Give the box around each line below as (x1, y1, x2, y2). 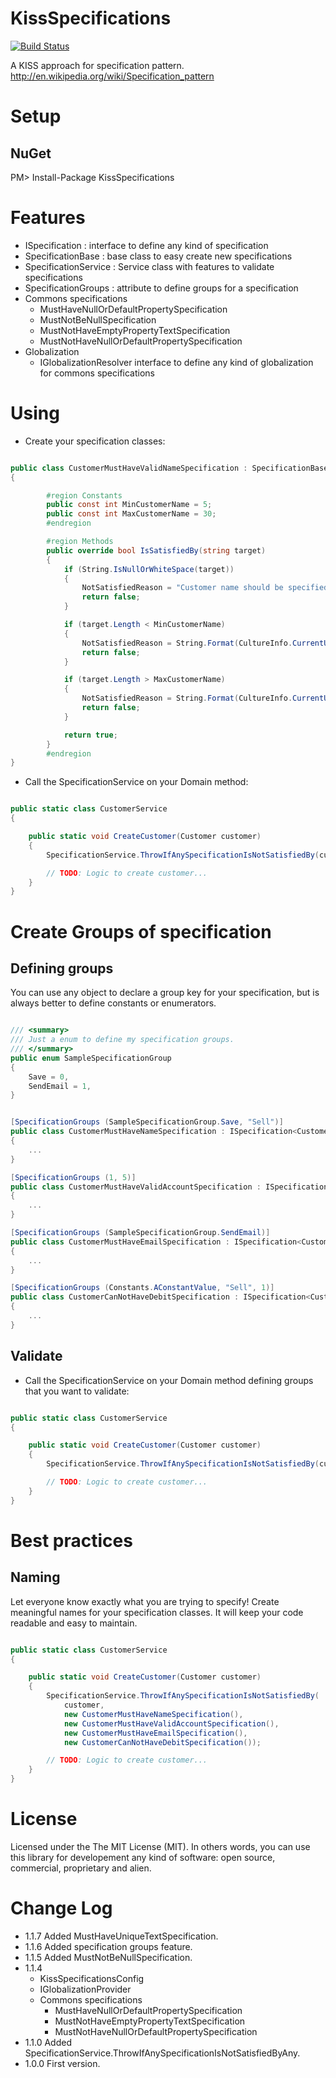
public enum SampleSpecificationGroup (10, 1053, 172, 1063)
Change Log (10, 1897, 113, 1920)
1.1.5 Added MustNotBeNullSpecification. (24, 1951, 193, 1963)
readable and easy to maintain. (10, 1617, 138, 1629)
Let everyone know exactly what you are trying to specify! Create (10, 1595, 280, 1607)
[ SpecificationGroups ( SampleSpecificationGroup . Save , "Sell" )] (10, 1117, 284, 1127)
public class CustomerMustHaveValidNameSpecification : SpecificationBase (10, 463, 329, 473)
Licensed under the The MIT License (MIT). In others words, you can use (10, 1840, 311, 1852)
